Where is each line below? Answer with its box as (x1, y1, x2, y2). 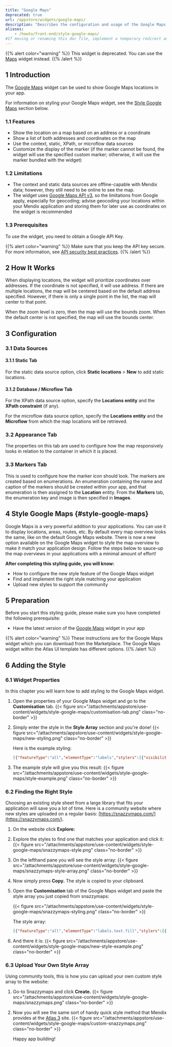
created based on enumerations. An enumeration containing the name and (5, 478, 162, 484)
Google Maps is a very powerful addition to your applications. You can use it (5, 523, 166, 529)
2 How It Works (5, 263, 55, 272)
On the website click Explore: (12, 826, 75, 832)
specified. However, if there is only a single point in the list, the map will (5, 293, 156, 300)
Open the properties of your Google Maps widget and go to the (12, 698, 146, 704)
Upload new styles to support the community (12, 581, 109, 587)
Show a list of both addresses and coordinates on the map (12, 135, 136, 141)
